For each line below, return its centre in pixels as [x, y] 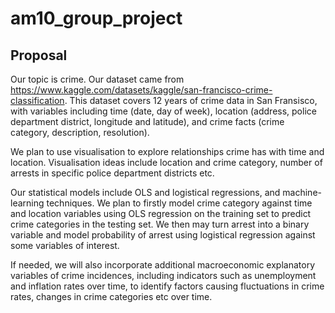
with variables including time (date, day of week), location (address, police [163, 111]
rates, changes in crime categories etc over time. [111, 296]
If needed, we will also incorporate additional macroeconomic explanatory [163, 265]
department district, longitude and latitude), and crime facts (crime [147, 121]
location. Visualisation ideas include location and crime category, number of [166, 162]
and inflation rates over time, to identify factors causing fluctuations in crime [167, 286]
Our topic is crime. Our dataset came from [97, 79]
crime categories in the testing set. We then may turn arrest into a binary [160, 224]
